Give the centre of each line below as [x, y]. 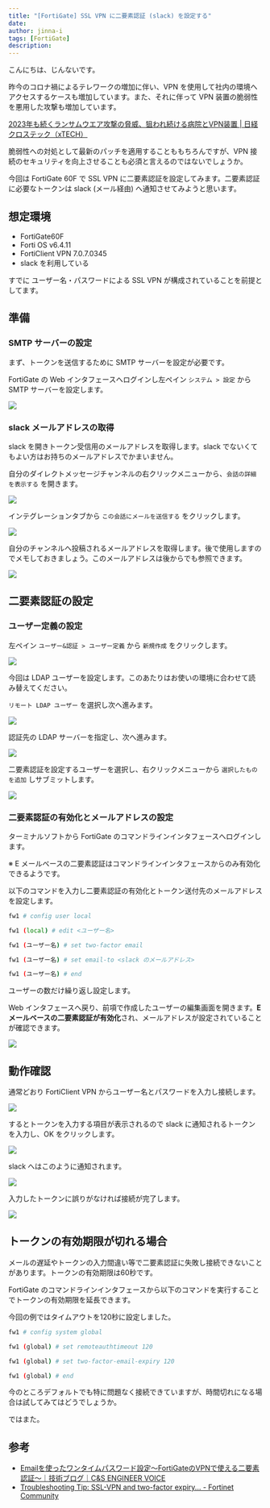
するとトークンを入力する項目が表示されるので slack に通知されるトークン [132, 1124]
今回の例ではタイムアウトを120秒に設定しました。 [92, 1317]
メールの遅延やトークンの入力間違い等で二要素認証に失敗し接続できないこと [135, 1262]
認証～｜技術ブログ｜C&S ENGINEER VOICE [93, 1478]
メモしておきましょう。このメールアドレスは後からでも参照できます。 [131, 558]
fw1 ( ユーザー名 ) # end [45, 974]
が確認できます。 [36, 1028]
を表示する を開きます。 [46, 484]
